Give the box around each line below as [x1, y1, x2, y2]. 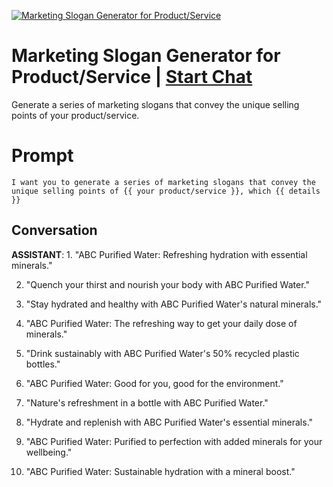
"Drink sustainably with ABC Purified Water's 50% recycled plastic [25, 347, 300, 359]
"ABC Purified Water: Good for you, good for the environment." [25, 377, 284, 389]
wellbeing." [25, 446, 73, 458]
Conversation [11, 222, 98, 239]
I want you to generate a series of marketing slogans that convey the [11, 177, 316, 187]
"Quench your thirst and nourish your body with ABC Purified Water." [25, 278, 310, 290]
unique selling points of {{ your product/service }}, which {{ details [11, 186, 321, 196]
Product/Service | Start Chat [11, 66, 253, 89]
